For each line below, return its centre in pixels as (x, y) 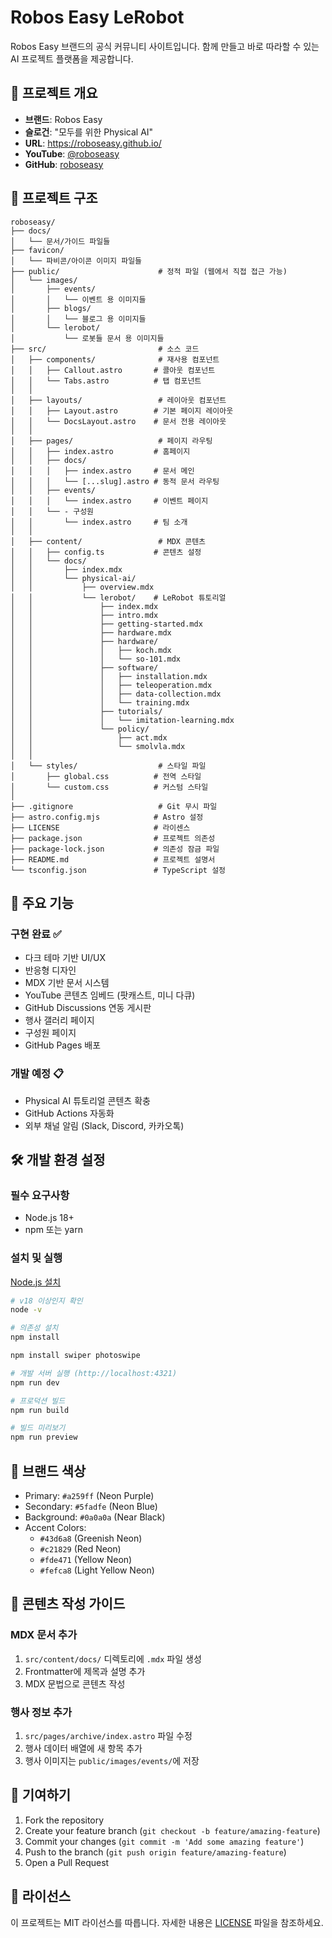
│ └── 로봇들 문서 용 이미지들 (87, 338)
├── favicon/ (37, 250)
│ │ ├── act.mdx (89, 737)
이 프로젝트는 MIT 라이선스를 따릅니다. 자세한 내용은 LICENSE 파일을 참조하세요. (167, 1922)
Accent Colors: (55, 1527)
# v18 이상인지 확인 (46, 1301)
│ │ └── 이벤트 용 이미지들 (78, 299)
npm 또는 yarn (53, 1230)
